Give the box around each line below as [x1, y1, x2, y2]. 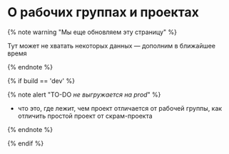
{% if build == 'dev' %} [7, 76, 75, 85]
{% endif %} [7, 139, 44, 148]
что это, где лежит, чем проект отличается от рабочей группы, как [17, 104, 223, 112]
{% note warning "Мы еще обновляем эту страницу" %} [7, 28, 177, 36]
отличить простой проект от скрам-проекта [17, 111, 153, 120]
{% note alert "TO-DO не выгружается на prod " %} [7, 90, 161, 99]
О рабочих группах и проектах [7, 4, 200, 21]
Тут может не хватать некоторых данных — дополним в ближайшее [7, 41, 216, 50]
